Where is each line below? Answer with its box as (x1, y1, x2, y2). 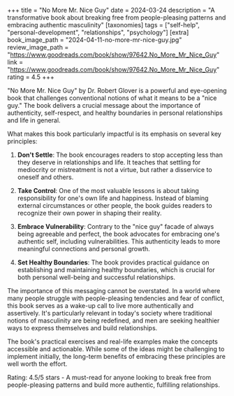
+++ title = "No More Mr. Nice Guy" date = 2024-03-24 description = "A (7, 6, 215, 14)
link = (7, 58, 23, 66)
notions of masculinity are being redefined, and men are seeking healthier (7, 316, 220, 325)
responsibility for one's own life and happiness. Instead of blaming (17, 194, 209, 202)
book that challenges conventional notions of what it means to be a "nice (7, 94, 217, 102)
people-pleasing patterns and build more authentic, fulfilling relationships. (7, 381, 220, 389)
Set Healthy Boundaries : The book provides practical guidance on (17, 258, 210, 267)
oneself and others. (17, 173, 74, 181)
